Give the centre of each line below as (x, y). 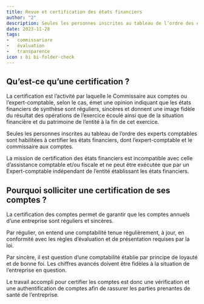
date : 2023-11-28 (28, 29)
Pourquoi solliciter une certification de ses (88, 190)
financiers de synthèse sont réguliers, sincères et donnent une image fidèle (101, 109)
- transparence (28, 52)
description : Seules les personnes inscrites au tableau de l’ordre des (100, 23)
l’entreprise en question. (36, 270)
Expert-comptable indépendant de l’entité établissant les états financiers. (98, 171)
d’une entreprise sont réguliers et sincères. (60, 221)
